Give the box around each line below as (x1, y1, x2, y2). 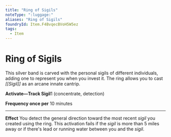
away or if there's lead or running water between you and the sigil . (5, 126, 145, 132)
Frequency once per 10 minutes (5, 100, 73, 106)
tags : (5, 26, 17, 32)
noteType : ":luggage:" (5, 12, 53, 17)
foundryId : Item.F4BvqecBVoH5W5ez (5, 21, 79, 27)
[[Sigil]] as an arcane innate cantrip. (5, 80, 80, 87)
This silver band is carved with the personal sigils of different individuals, (5, 70, 158, 76)
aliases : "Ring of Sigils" (5, 17, 63, 22)
